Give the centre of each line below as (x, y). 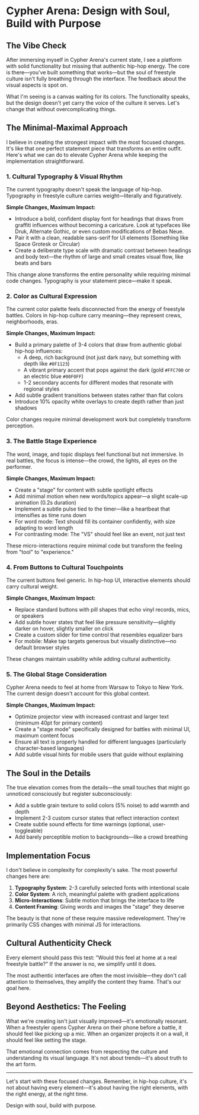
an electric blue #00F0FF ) (54, 376)
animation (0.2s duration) (46, 502)
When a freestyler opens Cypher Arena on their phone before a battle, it (94, 1027)
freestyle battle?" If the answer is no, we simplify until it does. (81, 963)
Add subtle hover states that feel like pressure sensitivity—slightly (95, 622)
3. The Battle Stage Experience (52, 441)
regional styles (41, 389)
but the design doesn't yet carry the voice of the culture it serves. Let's (93, 103)
